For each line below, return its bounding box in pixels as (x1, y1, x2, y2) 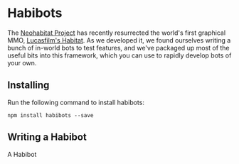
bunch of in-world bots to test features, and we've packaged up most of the (7, 43, 230, 52)
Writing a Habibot (7, 131, 87, 143)
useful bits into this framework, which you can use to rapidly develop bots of (7, 51, 232, 60)
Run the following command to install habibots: (7, 98, 144, 106)
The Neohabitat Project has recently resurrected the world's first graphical (7, 28, 226, 37)
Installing (7, 80, 50, 92)
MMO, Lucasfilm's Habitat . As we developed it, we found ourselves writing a (7, 35, 231, 44)
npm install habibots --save (7, 111, 94, 119)
